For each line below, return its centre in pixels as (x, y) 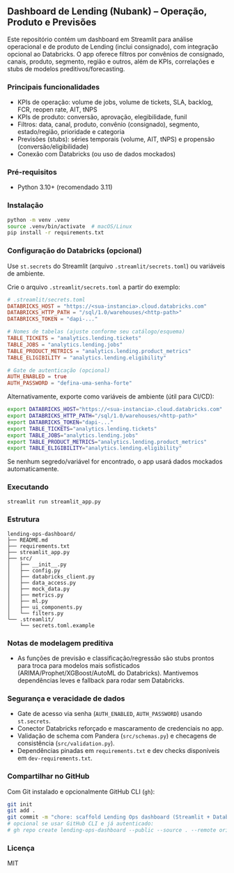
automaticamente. (33, 469)
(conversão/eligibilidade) (53, 147)
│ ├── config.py (34, 570)
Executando (28, 487)
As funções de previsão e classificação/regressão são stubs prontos (116, 658)
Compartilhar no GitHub (48, 776)
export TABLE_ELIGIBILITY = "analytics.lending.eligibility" (95, 448)
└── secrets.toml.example (57, 625)
